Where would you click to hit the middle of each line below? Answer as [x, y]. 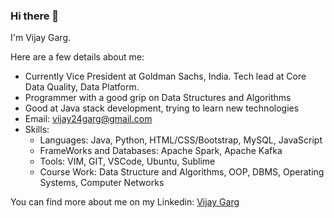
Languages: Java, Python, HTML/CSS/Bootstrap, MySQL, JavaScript [181, 140]
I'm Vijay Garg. [41, 38]
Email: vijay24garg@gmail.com [88, 119]
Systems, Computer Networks [102, 183]
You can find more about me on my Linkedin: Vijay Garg [125, 202]
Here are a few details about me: [77, 57]
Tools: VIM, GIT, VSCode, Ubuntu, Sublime [127, 161]
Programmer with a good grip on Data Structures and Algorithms [158, 98]
